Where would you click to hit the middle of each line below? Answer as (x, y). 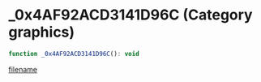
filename (23, 69)
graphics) (42, 32)
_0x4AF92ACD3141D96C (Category (130, 15)
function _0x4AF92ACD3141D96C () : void (74, 54)
